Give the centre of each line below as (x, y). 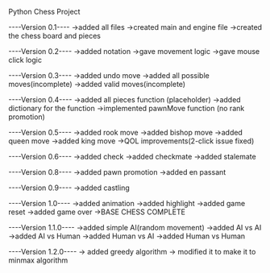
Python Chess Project (44, 12)
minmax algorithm (38, 260)
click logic (25, 60)
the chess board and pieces (54, 36)
